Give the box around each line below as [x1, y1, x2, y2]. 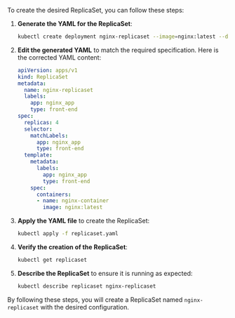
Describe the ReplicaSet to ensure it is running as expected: [17, 269, 193, 277]
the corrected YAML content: [17, 53, 102, 62]
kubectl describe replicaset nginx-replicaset [17, 282, 156, 290]
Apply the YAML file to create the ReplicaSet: [17, 217, 150, 225]
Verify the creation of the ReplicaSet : [17, 243, 128, 251]
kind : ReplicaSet [17, 73, 69, 80]
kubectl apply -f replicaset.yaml [17, 230, 119, 237]
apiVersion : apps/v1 [17, 67, 78, 74]
